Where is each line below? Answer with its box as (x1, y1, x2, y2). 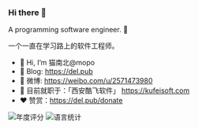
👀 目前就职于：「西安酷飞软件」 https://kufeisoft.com (19, 86, 190, 95)
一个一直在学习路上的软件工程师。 (8, 41, 119, 50)
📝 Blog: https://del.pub (19, 67, 93, 76)
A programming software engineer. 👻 (8, 25, 129, 35)
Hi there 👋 (8, 7, 47, 18)
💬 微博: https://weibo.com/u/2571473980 (19, 76, 153, 86)
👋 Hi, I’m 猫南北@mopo (19, 58, 95, 68)
